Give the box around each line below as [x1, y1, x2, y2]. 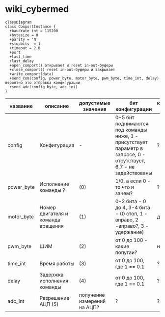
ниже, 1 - [115, 132, 138, 139]
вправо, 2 [115, 216, 138, 223]
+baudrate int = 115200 [9, 28, 58, 33]
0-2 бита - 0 [115, 198, 146, 205]
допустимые [79, 100, 110, 106]
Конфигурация [39, 141, 75, 148]
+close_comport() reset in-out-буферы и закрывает [9, 67, 115, 72]
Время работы [39, 260, 75, 267]
